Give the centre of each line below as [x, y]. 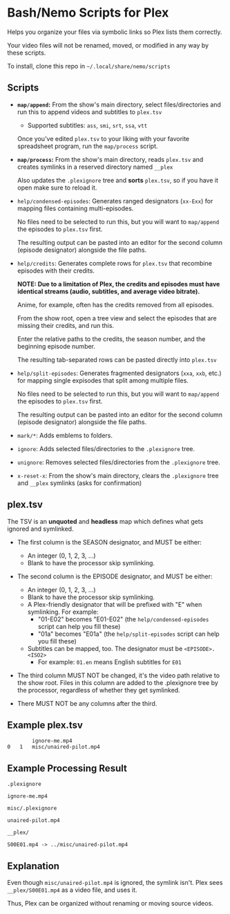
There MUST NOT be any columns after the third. [87, 703]
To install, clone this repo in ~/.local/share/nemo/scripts [89, 66]
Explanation [33, 866]
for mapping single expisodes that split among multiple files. [103, 380]
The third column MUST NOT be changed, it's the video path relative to [118, 675]
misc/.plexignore [32, 808]
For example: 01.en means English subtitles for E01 [109, 661]
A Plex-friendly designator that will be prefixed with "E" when [115, 604]
